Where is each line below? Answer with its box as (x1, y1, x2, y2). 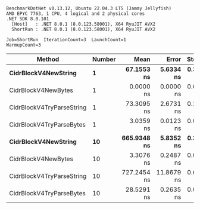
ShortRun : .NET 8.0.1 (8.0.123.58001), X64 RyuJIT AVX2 (11, 26, 156, 32)
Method (36, 55, 60, 63)
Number (92, 55, 116, 63)
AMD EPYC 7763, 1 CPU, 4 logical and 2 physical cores (6, 11, 145, 17)
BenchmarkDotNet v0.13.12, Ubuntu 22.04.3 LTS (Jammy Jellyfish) (6, 5, 171, 11)
